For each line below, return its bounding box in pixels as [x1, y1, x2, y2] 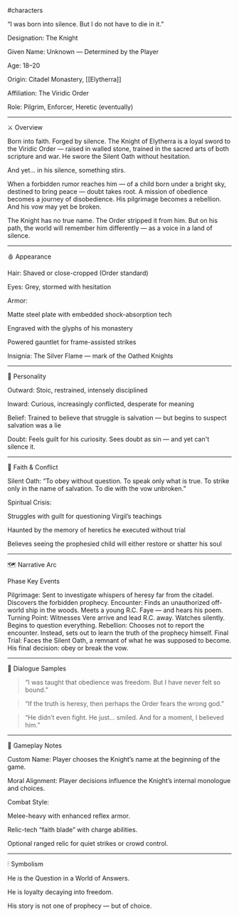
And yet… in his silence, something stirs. [7, 166, 126, 174]
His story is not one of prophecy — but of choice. [7, 901, 152, 910]
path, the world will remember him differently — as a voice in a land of [7, 224, 213, 232]
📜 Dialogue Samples [7, 664, 66, 673]
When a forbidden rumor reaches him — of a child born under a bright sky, [7, 180, 226, 188]
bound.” [24, 685, 48, 694]
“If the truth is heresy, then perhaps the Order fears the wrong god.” [24, 700, 224, 708]
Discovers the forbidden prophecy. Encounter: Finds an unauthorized [7, 599, 210, 606]
